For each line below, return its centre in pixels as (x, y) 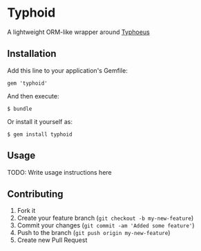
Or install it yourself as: (40, 121)
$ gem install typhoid (40, 134)
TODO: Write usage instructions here (59, 172)
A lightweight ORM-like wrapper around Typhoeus (78, 32)
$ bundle (20, 109)
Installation (32, 54)
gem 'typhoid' (28, 83)
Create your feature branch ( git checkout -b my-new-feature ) (105, 218)
